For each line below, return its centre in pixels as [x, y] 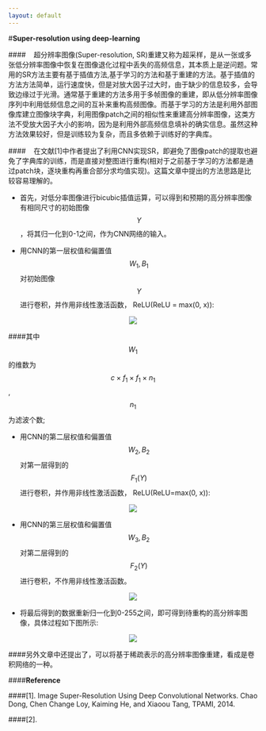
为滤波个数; [27, 419]
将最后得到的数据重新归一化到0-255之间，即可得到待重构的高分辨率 [130, 613]
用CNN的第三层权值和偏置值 [66, 525]
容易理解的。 [36, 180]
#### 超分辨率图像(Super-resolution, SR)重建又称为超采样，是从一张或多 [130, 54]
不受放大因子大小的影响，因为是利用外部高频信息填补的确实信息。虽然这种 [136, 124]
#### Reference [34, 680]
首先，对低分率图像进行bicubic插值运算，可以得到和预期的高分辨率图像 [135, 197]
